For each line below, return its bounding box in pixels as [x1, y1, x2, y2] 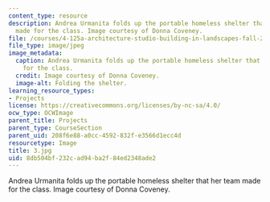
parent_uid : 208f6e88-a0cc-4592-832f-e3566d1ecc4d [8, 131, 182, 139]
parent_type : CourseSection [8, 124, 103, 132]
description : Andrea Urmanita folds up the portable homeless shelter [8, 19, 250, 27]
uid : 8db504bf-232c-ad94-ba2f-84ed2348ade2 [8, 154, 157, 162]
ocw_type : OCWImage [8, 109, 74, 117]
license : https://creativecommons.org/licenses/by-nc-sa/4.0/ [8, 101, 221, 109]
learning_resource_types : [8, 86, 95, 95]
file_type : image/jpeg [8, 42, 84, 50]
